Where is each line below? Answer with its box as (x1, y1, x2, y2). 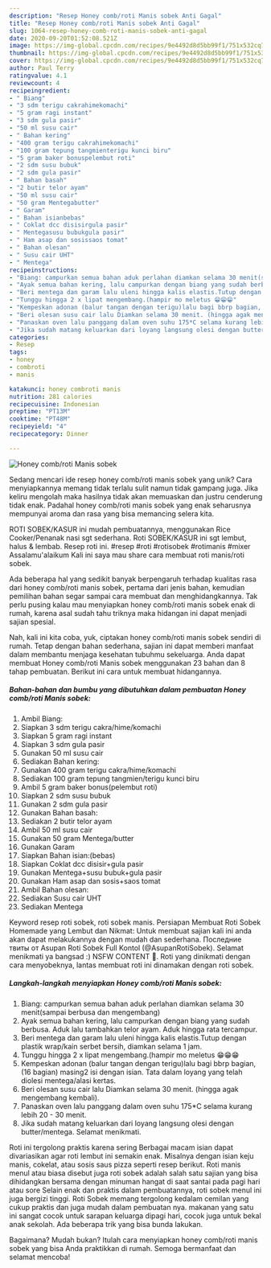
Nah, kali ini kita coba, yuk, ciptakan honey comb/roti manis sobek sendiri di (9, 632, 261, 642)
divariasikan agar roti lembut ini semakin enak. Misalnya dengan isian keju (9, 1151, 254, 1160)
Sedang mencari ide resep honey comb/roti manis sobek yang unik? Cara (9, 474, 253, 484)
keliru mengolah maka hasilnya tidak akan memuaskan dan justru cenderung (9, 491, 263, 501)
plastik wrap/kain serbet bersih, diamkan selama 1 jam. (20, 1041, 203, 1051)
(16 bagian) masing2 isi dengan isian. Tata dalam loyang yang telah (20, 1067, 243, 1077)
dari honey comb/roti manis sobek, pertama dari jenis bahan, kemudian (9, 582, 245, 592)
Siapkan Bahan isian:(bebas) (20, 850, 116, 860)
